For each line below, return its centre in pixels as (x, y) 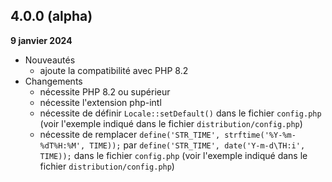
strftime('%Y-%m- (260, 135)
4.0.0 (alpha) (51, 16)
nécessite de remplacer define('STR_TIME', (130, 134)
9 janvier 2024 (41, 40)
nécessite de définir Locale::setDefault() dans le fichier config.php (180, 113)
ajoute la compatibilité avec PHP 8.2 (114, 70)
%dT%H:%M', (62, 145)
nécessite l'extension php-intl (100, 102)
